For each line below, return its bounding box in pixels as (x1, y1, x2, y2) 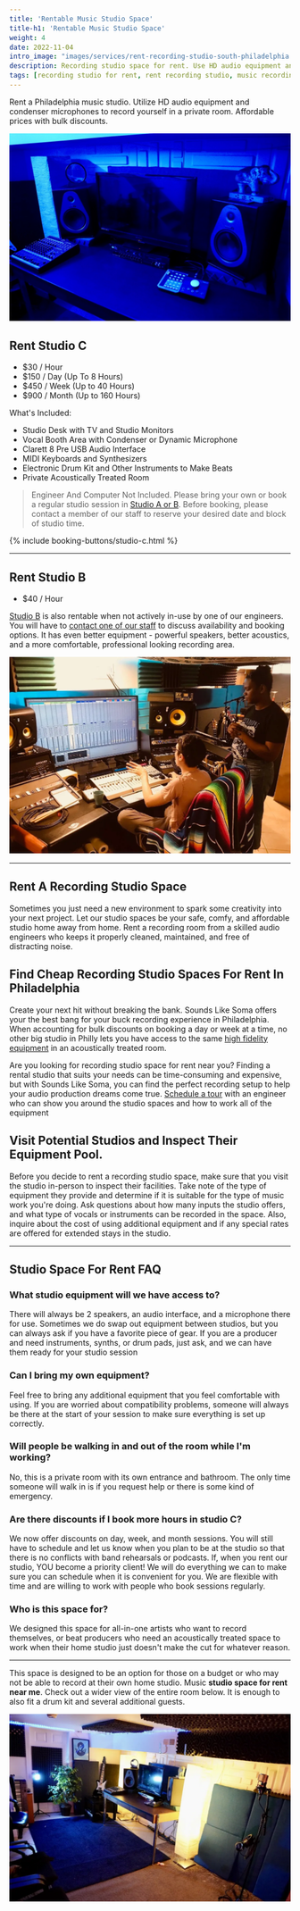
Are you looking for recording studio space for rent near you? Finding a (9, 1059, 271, 1071)
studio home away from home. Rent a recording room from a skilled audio (9, 922, 280, 932)
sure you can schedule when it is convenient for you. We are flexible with (9, 1572, 279, 1582)
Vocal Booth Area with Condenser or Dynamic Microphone (21, 434, 238, 446)
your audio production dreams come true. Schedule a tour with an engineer (9, 1088, 287, 1098)
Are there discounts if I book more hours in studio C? (9, 1513, 243, 1525)
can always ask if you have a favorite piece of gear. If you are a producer (9, 1328, 278, 1339)
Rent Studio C (9, 338, 87, 353)
